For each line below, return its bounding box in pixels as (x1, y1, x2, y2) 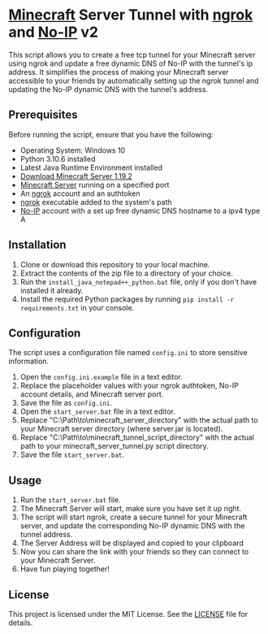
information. (8, 356, 50, 367)
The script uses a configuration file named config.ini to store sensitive (8, 348, 248, 358)
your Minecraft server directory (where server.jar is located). (19, 424, 223, 434)
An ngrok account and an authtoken (19, 189, 140, 198)
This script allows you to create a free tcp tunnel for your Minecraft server (8, 50, 256, 59)
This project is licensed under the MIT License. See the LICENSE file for (8, 610, 249, 619)
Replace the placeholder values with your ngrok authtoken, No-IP (19, 380, 240, 391)
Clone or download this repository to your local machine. (19, 259, 210, 269)
